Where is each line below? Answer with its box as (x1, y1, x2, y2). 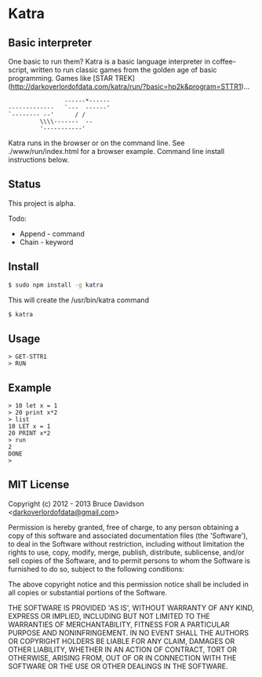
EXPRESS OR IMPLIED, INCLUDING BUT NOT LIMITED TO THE (8, 611, 210, 620)
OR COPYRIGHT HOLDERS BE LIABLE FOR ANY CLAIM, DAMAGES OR (8, 636, 235, 646)
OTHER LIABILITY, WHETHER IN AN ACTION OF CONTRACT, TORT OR (8, 645, 237, 654)
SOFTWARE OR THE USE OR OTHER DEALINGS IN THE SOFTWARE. (8, 661, 228, 671)
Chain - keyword (19, 237, 74, 247)
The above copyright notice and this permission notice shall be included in (8, 579, 249, 589)
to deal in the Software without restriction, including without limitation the (8, 539, 245, 548)
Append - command (19, 229, 85, 238)
